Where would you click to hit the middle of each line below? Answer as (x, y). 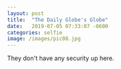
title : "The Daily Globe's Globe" (58, 20)
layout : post (26, 13)
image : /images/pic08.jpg (44, 39)
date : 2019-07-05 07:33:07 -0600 (58, 26)
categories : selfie (35, 32)
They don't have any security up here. (61, 58)
